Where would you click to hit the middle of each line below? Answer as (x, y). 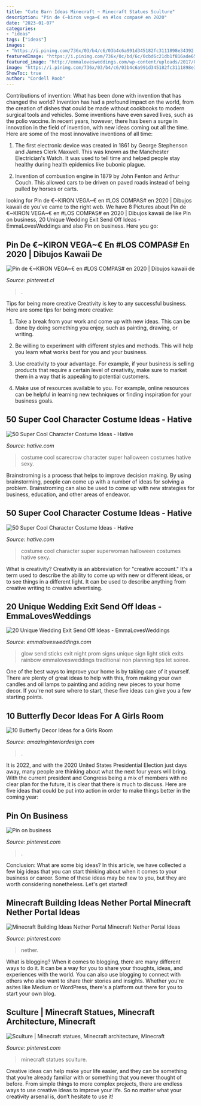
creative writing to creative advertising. (54, 588)
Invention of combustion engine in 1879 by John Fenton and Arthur (97, 176)
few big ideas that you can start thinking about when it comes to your (92, 871)
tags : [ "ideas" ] (26, 40)
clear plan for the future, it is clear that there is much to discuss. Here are (96, 784)
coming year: (22, 797)
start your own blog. (31, 993)
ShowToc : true (24, 73)
